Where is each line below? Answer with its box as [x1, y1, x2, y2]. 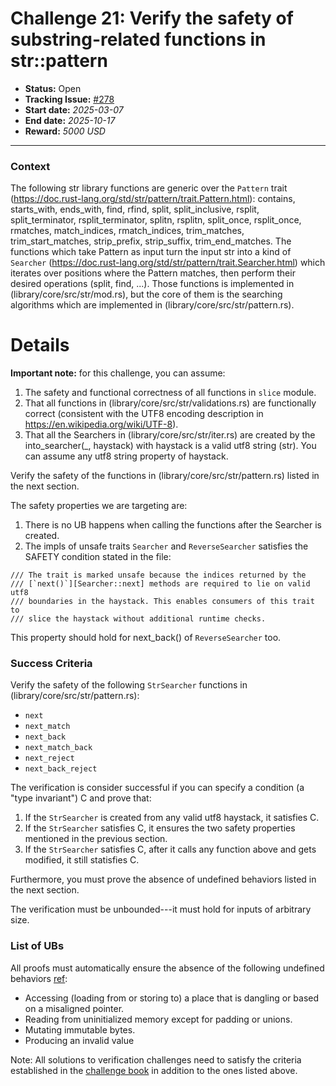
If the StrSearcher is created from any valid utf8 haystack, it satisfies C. [24, 812, 320, 824]
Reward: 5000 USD [24, 125, 106, 137]
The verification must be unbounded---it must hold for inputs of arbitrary [10, 903, 312, 916]
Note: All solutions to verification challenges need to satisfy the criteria [10, 1053, 302, 1066]
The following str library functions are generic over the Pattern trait [10, 182, 288, 194]
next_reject [24, 753, 75, 764]
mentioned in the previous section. [24, 833, 168, 845]
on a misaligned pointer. [24, 1002, 125, 1014]
